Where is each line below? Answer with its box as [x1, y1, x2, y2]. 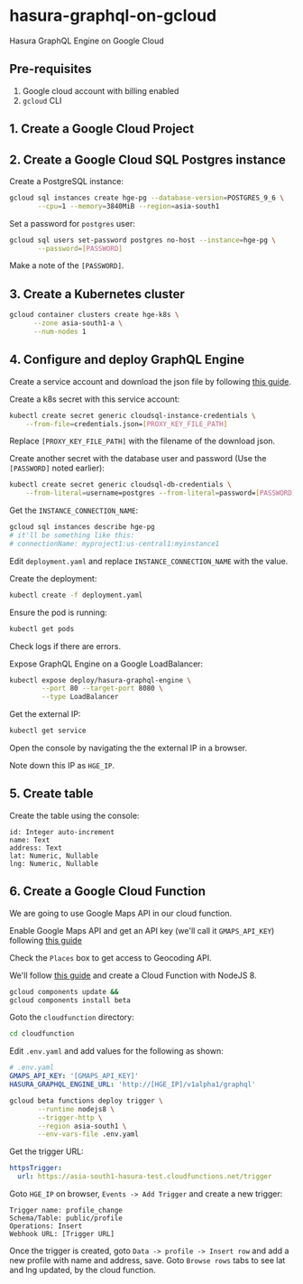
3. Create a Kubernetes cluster [9, 286, 185, 302]
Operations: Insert [9, 1222, 83, 1231]
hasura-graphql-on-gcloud [9, 5, 217, 26]
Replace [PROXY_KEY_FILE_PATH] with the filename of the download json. [9, 435, 276, 447]
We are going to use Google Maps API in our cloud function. [9, 907, 233, 918]
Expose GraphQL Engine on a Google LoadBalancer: [9, 658, 204, 669]
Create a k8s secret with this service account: [9, 394, 180, 405]
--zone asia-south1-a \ [32, 319, 124, 328]
